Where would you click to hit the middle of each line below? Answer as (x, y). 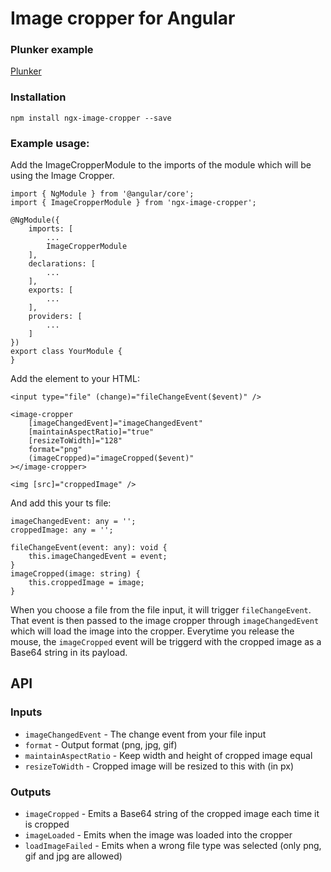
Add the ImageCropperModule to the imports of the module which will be (161, 165)
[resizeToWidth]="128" (75, 441)
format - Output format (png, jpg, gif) (101, 744)
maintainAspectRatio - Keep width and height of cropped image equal (168, 755)
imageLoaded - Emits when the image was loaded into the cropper (158, 835)
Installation (38, 97)
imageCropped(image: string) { (75, 574)
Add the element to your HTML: (75, 379)
